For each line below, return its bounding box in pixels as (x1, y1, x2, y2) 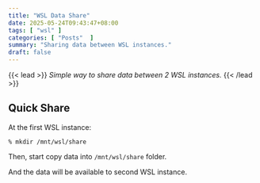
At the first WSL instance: (8, 122, 92, 132)
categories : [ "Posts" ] (8, 33, 94, 42)
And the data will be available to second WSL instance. (8, 167, 188, 177)
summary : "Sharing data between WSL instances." (8, 41, 172, 49)
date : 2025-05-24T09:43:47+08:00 (8, 19, 119, 27)
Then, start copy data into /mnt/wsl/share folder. (8, 151, 167, 161)
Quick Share (8, 101, 71, 115)
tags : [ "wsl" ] (8, 26, 62, 34)
